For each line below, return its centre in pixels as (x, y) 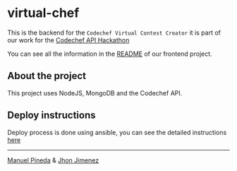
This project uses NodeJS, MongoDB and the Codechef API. (95, 93)
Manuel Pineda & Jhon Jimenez (53, 160)
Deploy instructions (52, 116)
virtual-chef (43, 13)
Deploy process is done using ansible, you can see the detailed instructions (117, 132)
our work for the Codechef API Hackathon (68, 40)
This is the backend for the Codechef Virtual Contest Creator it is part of (114, 33)
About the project (47, 76)
